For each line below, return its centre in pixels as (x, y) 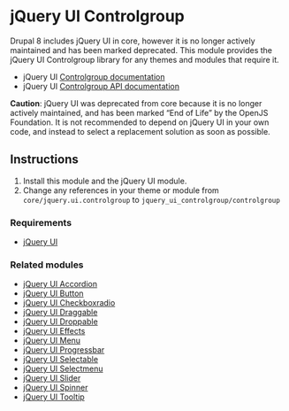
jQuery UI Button (53, 293)
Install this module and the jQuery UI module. (105, 181)
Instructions (44, 160)
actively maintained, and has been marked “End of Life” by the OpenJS (139, 112)
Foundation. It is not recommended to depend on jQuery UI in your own (140, 122)
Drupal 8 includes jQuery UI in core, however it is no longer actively (133, 41)
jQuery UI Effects (54, 331)
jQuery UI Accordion (60, 284)
